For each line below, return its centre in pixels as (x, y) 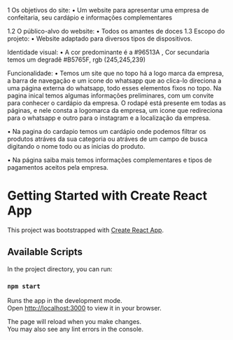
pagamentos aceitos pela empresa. (58, 167)
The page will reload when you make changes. (75, 322)
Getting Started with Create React (107, 196)
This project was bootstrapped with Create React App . (86, 230)
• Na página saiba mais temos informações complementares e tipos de (110, 160)
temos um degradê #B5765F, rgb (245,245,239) (76, 60)
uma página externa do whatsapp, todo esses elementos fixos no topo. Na (114, 88)
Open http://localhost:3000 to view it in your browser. (85, 308)
